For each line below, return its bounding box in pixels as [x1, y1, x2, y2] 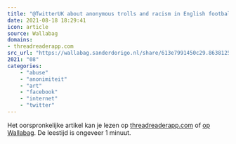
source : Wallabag [7, 30, 58, 37]
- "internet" [20, 96, 58, 103]
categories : [7, 63, 42, 70]
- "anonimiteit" [20, 75, 68, 83]
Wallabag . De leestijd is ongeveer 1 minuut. [7, 128, 131, 137]
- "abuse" [20, 69, 49, 76]
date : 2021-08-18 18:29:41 [7, 17, 86, 24]
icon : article [7, 23, 49, 30]
